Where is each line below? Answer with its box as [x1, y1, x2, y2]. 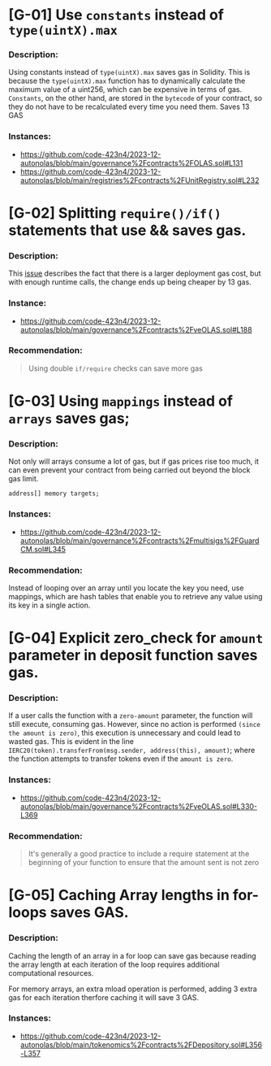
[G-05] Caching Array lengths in [8, 886, 230, 904]
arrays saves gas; [8, 409, 130, 428]
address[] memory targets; [8, 489, 100, 498]
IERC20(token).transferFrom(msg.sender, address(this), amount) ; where [8, 746, 256, 755]
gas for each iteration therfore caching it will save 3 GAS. [8, 992, 200, 1002]
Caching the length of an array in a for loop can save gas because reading [8, 951, 257, 960]
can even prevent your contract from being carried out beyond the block [8, 465, 251, 475]
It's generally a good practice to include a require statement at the [28, 849, 250, 859]
